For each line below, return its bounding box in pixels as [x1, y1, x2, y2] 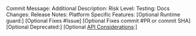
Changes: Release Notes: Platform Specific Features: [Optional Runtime [6, 11, 181, 18]
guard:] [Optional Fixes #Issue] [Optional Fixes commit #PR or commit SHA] [6, 17, 191, 24]
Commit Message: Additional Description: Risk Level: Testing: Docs [6, 5, 170, 12]
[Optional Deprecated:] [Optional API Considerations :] [6, 23, 137, 30]
